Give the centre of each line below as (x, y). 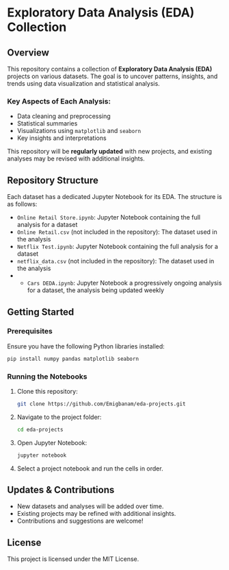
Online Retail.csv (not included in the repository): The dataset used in (117, 232)
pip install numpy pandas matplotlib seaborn (73, 359)
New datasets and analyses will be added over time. (90, 506)
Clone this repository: (47, 391)
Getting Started (41, 312)
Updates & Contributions (61, 489)
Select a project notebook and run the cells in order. (90, 468)
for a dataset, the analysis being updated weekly (96, 290)
